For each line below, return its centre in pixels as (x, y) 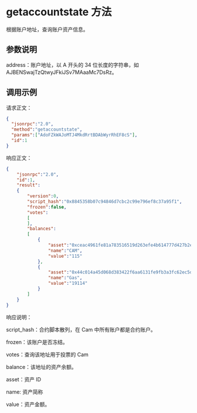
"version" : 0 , (43, 196)
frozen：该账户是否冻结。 (37, 342)
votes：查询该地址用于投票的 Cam (47, 354)
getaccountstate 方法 (59, 12)
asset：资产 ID (24, 379)
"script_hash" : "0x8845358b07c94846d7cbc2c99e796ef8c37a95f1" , (105, 202)
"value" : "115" (65, 256)
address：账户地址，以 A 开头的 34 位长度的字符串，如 (73, 64)
